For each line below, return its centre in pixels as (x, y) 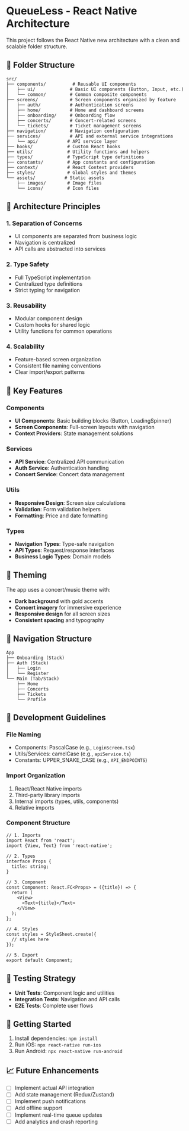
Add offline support (39, 1108)
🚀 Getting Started (39, 1024)
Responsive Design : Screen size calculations (70, 503)
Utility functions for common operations (63, 331)
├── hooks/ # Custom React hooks (63, 146)
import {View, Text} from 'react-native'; (59, 846)
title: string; (30, 866)
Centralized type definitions (49, 283)
